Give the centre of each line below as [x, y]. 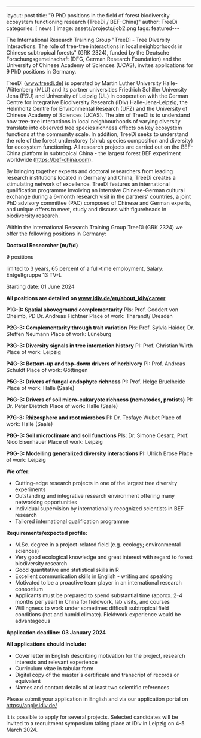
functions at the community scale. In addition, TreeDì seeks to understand [97, 134]
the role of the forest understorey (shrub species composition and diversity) [100, 140]
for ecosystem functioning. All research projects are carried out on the [93, 147]
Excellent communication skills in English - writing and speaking [94, 576]
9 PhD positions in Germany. [41, 72]
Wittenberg [20, 90]
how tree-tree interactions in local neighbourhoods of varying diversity [93, 121]
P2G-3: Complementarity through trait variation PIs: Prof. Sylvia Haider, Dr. [100, 328]
